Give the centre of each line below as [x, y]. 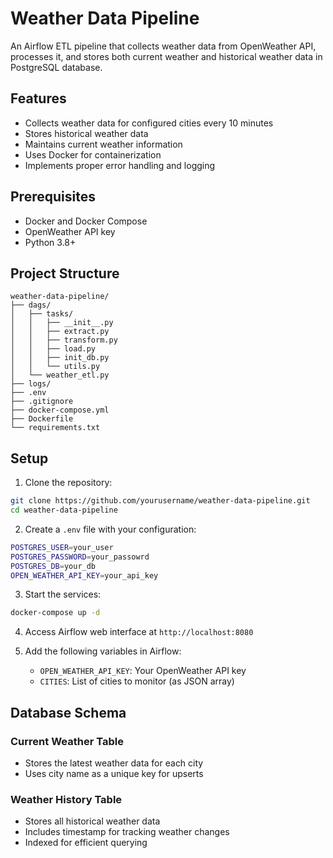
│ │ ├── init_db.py [60, 358]
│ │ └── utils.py [55, 367]
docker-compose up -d [55, 613]
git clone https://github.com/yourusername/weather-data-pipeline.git [160, 501]
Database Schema [68, 712]
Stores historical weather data [86, 133]
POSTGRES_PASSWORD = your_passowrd [80, 557]
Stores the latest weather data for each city [114, 763]
